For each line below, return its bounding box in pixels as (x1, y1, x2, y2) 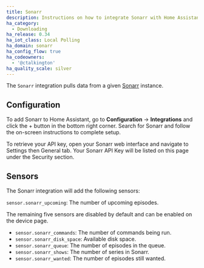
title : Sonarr (6, 9, 42, 15)
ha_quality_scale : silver (6, 65, 72, 72)
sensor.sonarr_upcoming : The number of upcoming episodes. (6, 199, 159, 206)
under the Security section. (6, 153, 75, 161)
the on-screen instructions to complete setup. (6, 129, 121, 136)
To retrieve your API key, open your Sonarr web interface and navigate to (6, 140, 189, 148)
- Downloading (12, 26, 47, 32)
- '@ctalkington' (12, 60, 56, 66)
